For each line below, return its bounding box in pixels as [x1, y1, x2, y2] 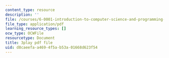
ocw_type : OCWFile [5, 31, 44, 36]
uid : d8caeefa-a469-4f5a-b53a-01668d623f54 [5, 45, 98, 50]
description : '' [5, 12, 39, 17]
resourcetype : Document [5, 36, 55, 41]
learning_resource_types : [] [5, 26, 66, 31]
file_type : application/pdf [5, 21, 64, 27]
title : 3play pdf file [5, 40, 53, 45]
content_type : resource [5, 7, 55, 13]
